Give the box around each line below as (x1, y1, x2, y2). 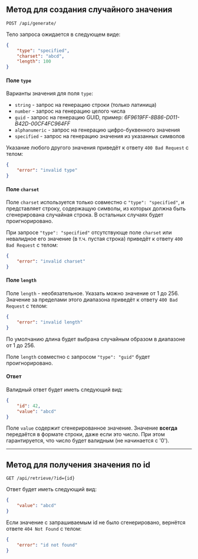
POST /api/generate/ (6, 20, 57, 26)
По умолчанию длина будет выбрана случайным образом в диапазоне (6, 335, 186, 342)
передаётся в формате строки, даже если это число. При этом (6, 431, 165, 438)
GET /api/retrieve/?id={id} (6, 475, 75, 482)
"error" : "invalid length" (16, 319, 83, 325)
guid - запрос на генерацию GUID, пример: (14, 114, 123, 121)
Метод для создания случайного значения (6, 5, 173, 15)
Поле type (6, 77, 31, 84)
